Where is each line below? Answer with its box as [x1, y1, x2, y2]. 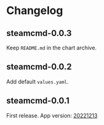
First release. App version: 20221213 [6, 112, 98, 119]
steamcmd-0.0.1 [6, 96, 70, 106]
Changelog [6, 4, 63, 18]
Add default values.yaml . [6, 77, 69, 85]
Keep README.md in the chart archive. [6, 44, 97, 51]
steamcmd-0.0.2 [6, 62, 72, 72]
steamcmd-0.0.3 [6, 28, 72, 38]
